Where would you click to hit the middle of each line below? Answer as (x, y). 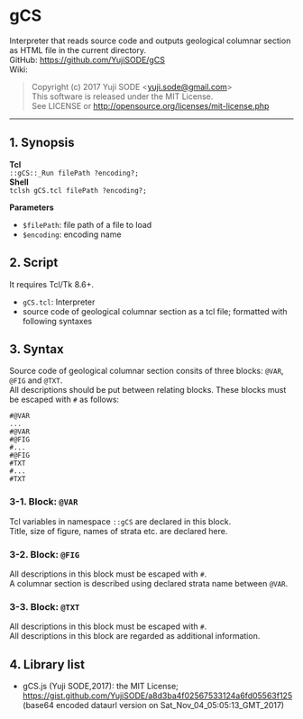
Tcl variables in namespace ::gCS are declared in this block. (120, 521)
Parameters (32, 207)
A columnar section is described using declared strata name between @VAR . (149, 583)
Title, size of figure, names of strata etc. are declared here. (119, 531)
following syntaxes (57, 321)
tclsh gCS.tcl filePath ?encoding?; (78, 190)
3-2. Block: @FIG (45, 554)
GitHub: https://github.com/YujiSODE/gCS (87, 59)
